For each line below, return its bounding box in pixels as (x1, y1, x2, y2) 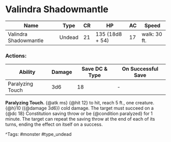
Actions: (5, 52, 27, 59)
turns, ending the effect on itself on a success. (5, 121, 103, 128)
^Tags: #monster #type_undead (5, 131, 72, 137)
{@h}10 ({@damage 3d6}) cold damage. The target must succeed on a (5, 105, 154, 111)
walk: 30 (141, 31, 162, 38)
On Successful (122, 65, 159, 72)
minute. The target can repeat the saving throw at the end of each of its (5, 116, 155, 122)
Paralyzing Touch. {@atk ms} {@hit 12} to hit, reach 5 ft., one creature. (5, 100, 154, 106)
